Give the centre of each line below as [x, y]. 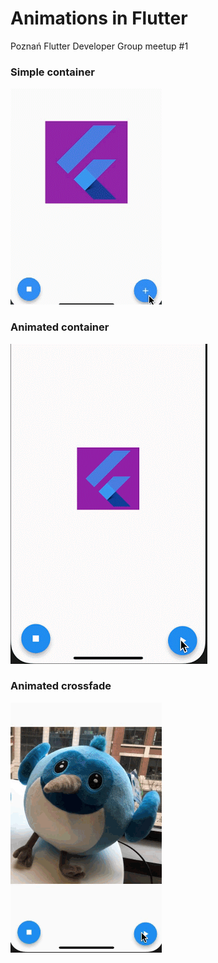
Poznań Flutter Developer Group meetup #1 [99, 46]
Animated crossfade [61, 686]
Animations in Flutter [99, 18]
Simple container [52, 72]
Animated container [60, 327]
